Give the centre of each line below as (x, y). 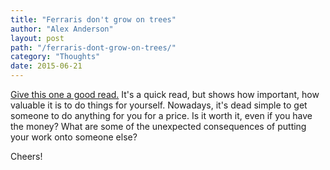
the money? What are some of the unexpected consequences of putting (158, 126)
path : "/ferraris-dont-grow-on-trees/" (93, 47)
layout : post (37, 38)
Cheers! (26, 156)
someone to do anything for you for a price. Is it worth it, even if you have (161, 115)
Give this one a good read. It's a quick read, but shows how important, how (165, 94)
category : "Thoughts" (55, 57)
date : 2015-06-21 (46, 66)
